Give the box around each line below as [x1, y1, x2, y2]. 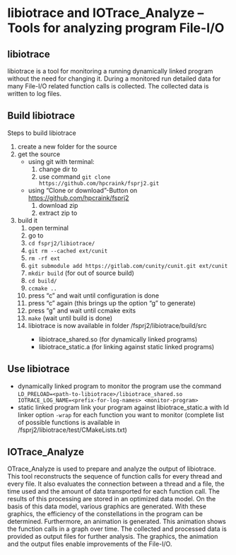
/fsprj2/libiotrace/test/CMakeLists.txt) [17, 426, 127, 434]
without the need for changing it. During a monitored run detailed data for [7, 74, 221, 83]
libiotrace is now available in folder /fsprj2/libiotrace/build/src [28, 321, 207, 329]
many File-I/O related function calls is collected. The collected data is [7, 82, 209, 90]
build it [17, 216, 37, 224]
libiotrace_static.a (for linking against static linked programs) [38, 342, 215, 351]
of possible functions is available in [17, 418, 120, 426]
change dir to [38, 165, 78, 173]
